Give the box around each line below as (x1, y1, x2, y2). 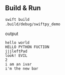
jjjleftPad (5, 49, 28, 54)
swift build (5, 17, 30, 22)
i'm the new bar (5, 66, 38, 71)
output (5, 31, 19, 37)
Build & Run (5, 4, 41, 12)
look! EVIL (5, 53, 28, 58)
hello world (5, 40, 30, 45)
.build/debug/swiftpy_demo (5, 22, 61, 27)
